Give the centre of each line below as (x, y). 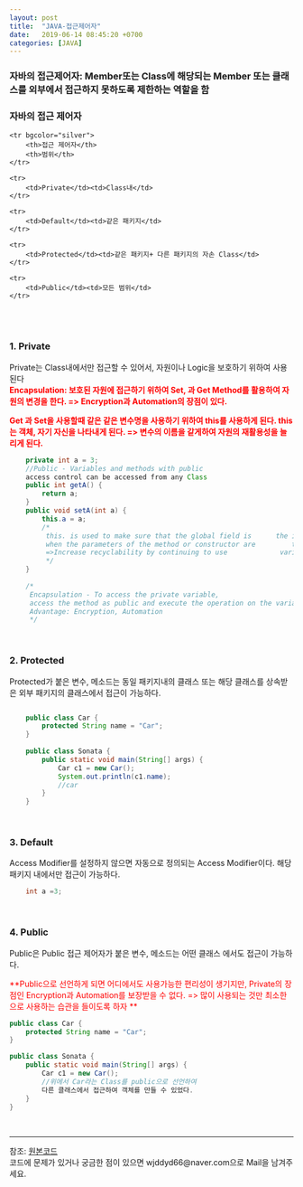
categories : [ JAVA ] (46, 43)
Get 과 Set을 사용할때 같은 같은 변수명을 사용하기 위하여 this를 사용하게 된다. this (151, 420)
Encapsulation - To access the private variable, (124, 594)
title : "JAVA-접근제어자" (55, 26)
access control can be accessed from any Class (116, 477)
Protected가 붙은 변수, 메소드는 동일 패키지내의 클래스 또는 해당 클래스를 (137, 681)
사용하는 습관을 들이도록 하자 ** (82, 1006)
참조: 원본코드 (34, 1151)
